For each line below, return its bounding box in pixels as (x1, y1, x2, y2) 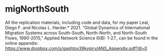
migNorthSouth (5, 3, 69, 15)
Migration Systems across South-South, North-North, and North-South (5, 30, 147, 36)
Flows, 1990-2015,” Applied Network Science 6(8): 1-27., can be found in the (5, 35, 158, 41)
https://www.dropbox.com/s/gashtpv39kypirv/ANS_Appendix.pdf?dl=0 (5, 45, 147, 51)
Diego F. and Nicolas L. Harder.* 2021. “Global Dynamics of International (5, 24, 150, 30)
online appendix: (5, 40, 38, 46)
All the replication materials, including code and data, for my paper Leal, (5, 19, 149, 25)
